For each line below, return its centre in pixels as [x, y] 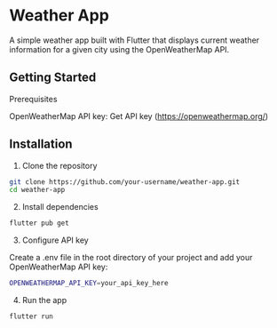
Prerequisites [33, 99]
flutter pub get [39, 223]
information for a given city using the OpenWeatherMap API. [119, 49]
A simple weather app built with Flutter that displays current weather [135, 40]
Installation [41, 144]
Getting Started [53, 78]
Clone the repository [59, 165]
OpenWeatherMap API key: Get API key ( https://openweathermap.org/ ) [139, 116]
